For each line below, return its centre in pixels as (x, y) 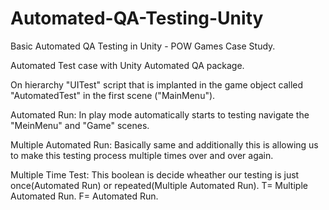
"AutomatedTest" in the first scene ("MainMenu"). (113, 95)
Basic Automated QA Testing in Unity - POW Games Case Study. (143, 46)
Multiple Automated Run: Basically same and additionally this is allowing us (164, 144)
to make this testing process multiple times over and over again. (142, 155)
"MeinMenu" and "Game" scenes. (80, 125)
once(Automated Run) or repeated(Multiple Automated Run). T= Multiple (159, 185)
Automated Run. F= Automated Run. (84, 196)
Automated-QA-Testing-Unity (137, 18)
